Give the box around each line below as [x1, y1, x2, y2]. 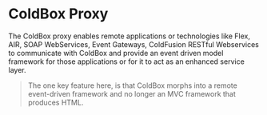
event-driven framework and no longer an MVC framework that [27, 89, 236, 98]
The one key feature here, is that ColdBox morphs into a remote [27, 81, 237, 90]
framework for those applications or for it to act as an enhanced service [8, 57, 245, 66]
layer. [8, 65, 26, 74]
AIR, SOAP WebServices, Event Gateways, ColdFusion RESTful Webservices [8, 39, 260, 49]
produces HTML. [27, 97, 84, 107]
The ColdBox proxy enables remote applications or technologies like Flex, [8, 31, 250, 41]
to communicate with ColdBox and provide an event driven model [8, 48, 224, 57]
